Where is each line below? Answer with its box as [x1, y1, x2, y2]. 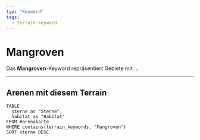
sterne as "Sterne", [11, 109, 62, 114]
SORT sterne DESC [6, 129, 49, 135]
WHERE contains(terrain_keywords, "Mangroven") [6, 124, 127, 131]
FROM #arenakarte [6, 119, 49, 125]
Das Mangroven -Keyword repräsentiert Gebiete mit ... [6, 65, 139, 72]
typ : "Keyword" [6, 8, 44, 15]
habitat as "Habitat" [11, 114, 65, 120]
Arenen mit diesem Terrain [6, 87, 107, 98]
